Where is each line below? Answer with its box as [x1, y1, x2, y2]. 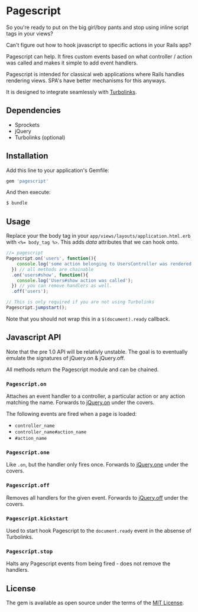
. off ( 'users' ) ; [11, 289, 49, 294]
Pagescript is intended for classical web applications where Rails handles [6, 70, 184, 77]
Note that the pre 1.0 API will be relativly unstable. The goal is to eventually [6, 348, 188, 355]
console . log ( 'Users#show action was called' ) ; [17, 277, 134, 283]
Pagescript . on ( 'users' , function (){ [6, 255, 96, 261]
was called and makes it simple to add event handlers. [6, 59, 138, 66]
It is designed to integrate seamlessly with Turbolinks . [6, 88, 137, 95]
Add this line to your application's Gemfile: [6, 167, 109, 174]
